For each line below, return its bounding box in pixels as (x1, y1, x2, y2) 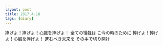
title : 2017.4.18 (5, 12, 41, 16)
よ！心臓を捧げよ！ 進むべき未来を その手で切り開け (5, 36, 110, 42)
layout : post (5, 7, 32, 12)
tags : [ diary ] (5, 16, 34, 21)
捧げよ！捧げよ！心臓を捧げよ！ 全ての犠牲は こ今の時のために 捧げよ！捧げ (5, 30, 159, 36)
